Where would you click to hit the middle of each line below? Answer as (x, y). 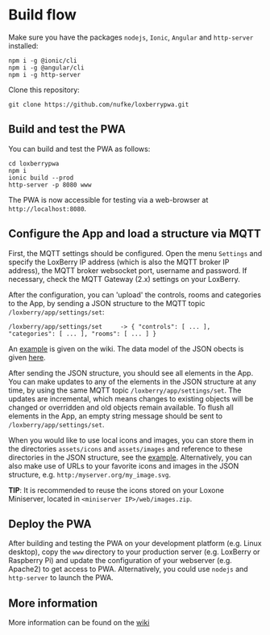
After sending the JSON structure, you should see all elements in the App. (131, 372)
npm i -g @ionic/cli (43, 61)
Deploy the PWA (50, 524)
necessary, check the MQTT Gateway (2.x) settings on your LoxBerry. (124, 279)
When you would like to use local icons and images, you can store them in (131, 440)
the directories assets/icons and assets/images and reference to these (126, 448)
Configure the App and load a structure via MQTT (135, 234)
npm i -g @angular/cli (46, 67)
